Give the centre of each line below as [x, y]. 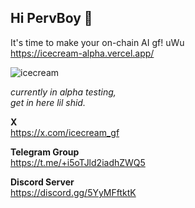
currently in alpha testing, [63, 92]
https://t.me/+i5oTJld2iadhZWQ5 [78, 162]
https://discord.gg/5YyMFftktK [73, 192]
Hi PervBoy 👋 [51, 18]
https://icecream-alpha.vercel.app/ [82, 53]
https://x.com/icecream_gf [65, 132]
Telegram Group [45, 152]
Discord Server [42, 182]
